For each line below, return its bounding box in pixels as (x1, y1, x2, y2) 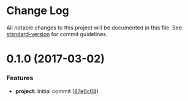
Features (6, 74, 34, 83)
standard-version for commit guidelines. (6, 30, 108, 37)
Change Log (6, 4, 69, 18)
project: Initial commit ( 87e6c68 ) (15, 88, 99, 95)
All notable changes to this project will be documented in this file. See (6, 24, 182, 31)
